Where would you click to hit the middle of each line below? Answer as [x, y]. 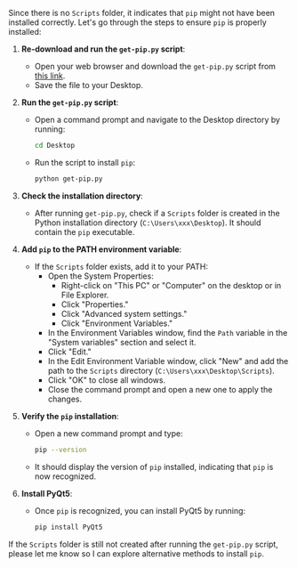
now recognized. [65, 476]
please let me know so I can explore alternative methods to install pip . [136, 553]
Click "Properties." [95, 304]
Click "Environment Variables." [117, 323]
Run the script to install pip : [84, 162]
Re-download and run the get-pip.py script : [103, 49]
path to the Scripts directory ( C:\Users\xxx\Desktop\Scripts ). [161, 370]
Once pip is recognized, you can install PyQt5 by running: [140, 510]
